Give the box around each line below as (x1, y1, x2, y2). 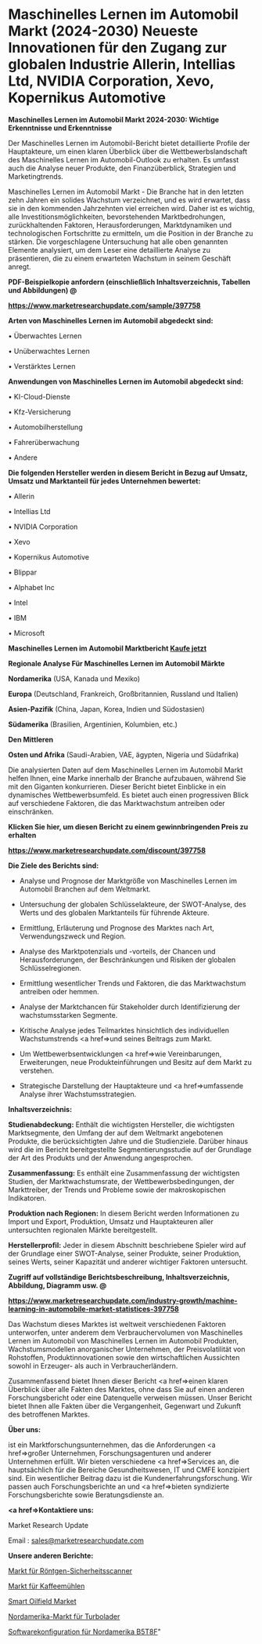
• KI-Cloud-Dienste (8, 392, 70, 401)
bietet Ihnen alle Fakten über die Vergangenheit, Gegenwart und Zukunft (8, 1401, 242, 1410)
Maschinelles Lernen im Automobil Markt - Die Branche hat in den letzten (8, 187, 244, 196)
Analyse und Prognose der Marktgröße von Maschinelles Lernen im (19, 876, 237, 885)
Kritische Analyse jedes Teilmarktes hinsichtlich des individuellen (19, 1026, 229, 1035)
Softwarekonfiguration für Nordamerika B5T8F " (8, 1627, 162, 1636)
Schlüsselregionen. (19, 963, 82, 972)
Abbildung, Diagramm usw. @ (8, 1281, 107, 1290)
